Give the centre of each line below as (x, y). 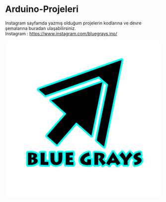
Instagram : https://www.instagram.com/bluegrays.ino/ (61, 33)
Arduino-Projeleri (42, 9)
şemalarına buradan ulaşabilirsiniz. (41, 28)
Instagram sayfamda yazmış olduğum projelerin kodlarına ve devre (73, 23)
